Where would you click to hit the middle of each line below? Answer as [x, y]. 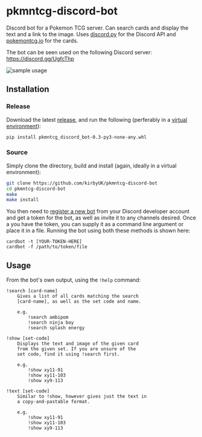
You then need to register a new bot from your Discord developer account [98, 212]
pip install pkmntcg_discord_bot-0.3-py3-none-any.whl [77, 137]
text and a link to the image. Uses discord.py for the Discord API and [91, 34]
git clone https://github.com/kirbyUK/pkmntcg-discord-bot [82, 183]
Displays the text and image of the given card [78, 344]
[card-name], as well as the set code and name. [79, 302]
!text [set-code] [28, 391]
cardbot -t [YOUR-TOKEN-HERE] [44, 242]
